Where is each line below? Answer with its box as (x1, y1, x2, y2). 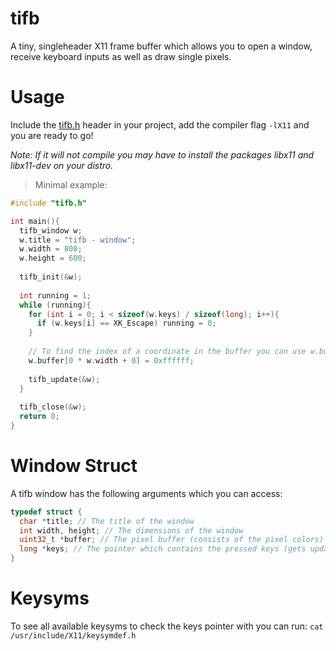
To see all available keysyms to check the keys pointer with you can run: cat (10, 620, 324, 632)
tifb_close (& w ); (19, 402, 87, 412)
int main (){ (10, 216, 60, 226)
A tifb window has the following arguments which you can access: (10, 487, 283, 499)
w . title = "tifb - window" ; (19, 235, 137, 245)
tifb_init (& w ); (19, 272, 83, 282)
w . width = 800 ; (19, 244, 83, 254)
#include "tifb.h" (10, 198, 87, 208)
